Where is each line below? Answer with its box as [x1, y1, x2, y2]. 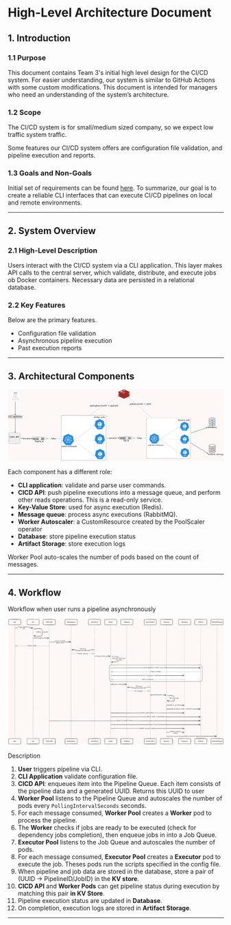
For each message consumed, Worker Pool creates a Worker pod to [17, 809, 212, 817]
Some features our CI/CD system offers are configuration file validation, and [8, 144, 223, 152]
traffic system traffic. [8, 131, 67, 139]
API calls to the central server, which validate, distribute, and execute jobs [8, 268, 217, 277]
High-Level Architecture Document [8, 5, 212, 21]
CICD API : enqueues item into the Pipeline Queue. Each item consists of [17, 780, 221, 788]
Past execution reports [17, 344, 82, 352]
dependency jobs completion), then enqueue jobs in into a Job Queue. [17, 831, 217, 839]
